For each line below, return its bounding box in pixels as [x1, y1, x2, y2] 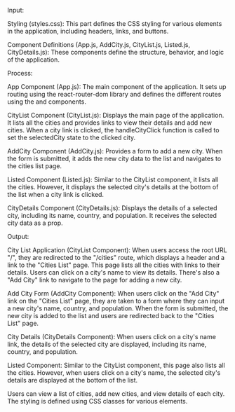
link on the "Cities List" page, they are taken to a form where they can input [7, 297, 224, 305]
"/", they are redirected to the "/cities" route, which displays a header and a [7, 254, 225, 261]
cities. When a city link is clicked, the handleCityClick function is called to [7, 126, 220, 134]
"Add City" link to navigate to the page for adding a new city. [7, 276, 182, 284]
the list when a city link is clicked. [7, 191, 104, 198]
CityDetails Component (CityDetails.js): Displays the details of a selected [7, 204, 217, 212]
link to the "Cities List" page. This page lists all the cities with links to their [7, 261, 220, 269]
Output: [7, 233, 29, 240]
